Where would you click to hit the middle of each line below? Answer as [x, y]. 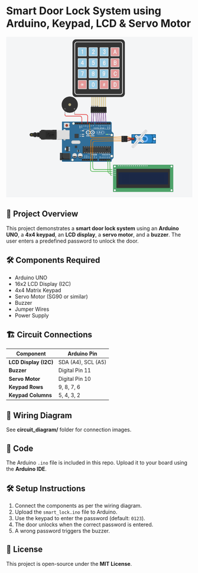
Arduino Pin [82, 354]
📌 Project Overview [42, 214]
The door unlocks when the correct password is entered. [84, 525]
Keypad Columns [30, 395]
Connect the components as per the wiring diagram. [78, 506]
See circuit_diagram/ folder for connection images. [69, 430]
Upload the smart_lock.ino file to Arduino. [66, 512]
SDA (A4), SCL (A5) [82, 362]
